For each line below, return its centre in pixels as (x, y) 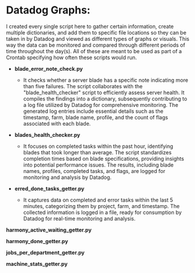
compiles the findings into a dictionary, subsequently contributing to (105, 99)
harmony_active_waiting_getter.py (49, 230)
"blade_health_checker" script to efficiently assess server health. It (104, 92)
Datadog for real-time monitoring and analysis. (79, 218)
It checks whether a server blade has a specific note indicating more (106, 80)
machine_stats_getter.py (37, 264)
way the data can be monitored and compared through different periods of (96, 45)
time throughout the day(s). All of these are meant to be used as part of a (94, 51)
